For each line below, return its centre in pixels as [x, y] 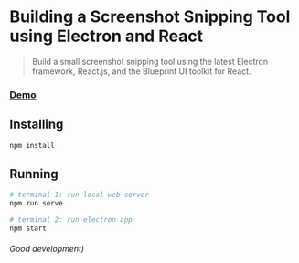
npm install [32, 145]
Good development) [47, 249]
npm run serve [37, 204]
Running [34, 174]
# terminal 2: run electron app [71, 220]
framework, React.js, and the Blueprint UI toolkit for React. [141, 71]
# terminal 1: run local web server [79, 195]
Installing [37, 125]
